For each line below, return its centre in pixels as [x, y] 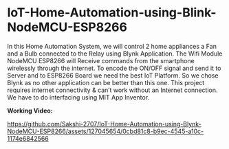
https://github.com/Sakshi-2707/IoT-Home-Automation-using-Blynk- [104, 124]
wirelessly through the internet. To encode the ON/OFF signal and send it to [114, 68]
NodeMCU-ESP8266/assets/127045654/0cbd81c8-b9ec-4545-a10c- [106, 131]
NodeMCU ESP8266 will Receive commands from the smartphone [101, 60]
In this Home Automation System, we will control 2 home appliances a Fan [112, 46]
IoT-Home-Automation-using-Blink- [112, 13]
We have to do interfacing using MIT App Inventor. [78, 97]
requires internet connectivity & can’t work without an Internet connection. [112, 90]
